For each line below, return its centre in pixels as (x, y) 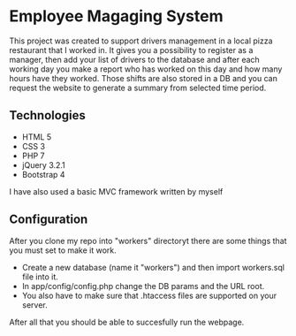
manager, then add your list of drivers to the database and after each (135, 59)
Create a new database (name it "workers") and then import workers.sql (153, 267)
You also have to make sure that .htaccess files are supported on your (149, 295)
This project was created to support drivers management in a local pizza (141, 41)
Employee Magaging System (116, 16)
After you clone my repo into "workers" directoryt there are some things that (148, 241)
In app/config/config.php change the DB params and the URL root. (143, 286)
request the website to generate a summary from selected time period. (138, 88)
